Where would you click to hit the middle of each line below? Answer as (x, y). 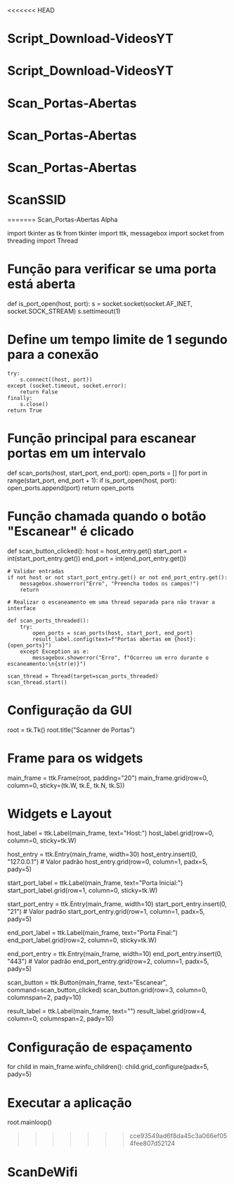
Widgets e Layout (60, 813)
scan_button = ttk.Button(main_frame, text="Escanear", (87, 982)
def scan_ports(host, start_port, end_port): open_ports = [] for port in (108, 472)
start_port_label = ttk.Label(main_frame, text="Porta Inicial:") (95, 883)
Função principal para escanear (102, 438)
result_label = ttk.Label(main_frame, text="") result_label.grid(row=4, (107, 1011)
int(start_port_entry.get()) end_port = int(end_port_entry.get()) (97, 558)
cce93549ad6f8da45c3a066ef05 (178, 1136)
